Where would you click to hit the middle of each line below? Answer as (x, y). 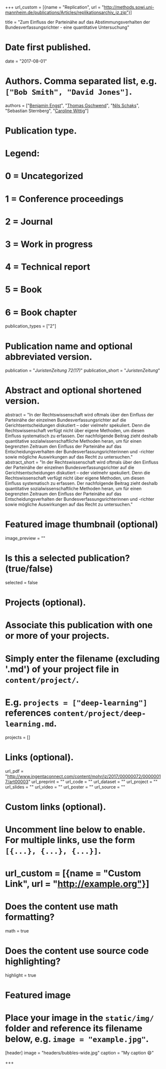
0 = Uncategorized (44, 176)
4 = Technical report (48, 267)
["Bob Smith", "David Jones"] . (69, 92)
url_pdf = (14, 771)
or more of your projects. (57, 636)
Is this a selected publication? (67, 558)
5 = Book (23, 290)
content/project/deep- (99, 713)
